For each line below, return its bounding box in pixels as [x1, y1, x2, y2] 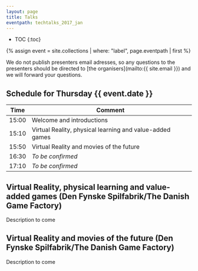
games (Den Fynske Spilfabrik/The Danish [31, 191, 190, 201]
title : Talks [6, 14, 38, 20]
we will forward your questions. [6, 72, 82, 79]
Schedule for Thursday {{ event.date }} [6, 88, 153, 98]
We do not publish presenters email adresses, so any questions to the [6, 59, 176, 66]
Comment [96, 106, 125, 114]
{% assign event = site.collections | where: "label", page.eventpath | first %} [6, 47, 192, 54]
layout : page [6, 8, 38, 15]
